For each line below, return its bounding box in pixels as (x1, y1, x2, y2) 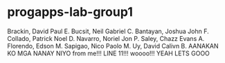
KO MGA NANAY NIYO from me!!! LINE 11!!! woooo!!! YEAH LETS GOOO (7, 49, 210, 57)
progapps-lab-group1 (7, 4, 133, 20)
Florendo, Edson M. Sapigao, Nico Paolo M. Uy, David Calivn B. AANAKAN (7, 42, 219, 50)
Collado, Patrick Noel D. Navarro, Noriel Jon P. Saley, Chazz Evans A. (7, 34, 205, 42)
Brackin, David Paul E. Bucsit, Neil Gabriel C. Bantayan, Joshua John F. (7, 27, 209, 35)
